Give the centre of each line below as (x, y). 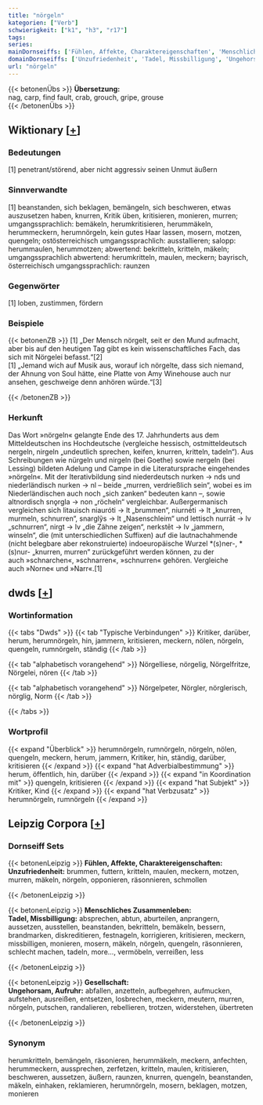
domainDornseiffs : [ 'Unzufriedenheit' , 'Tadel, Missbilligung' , (115, 60)
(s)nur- (20, 551)
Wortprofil (28, 732)
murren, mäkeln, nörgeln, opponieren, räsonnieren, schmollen (108, 880)
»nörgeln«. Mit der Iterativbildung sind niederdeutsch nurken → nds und (124, 477)
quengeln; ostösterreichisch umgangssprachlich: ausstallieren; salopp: (122, 240)
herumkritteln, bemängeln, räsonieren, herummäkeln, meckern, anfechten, (128, 1060)
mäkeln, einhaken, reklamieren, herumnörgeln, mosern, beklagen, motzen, (128, 1085)
